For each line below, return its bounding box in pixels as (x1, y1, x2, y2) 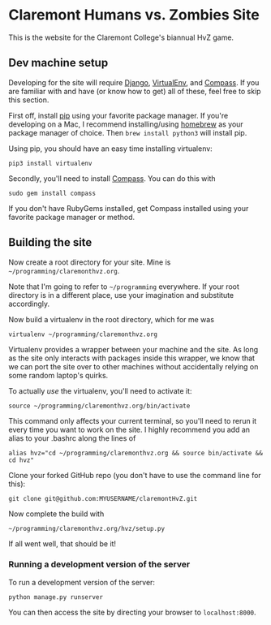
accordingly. (8, 299, 50, 308)
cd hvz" (8, 456, 35, 464)
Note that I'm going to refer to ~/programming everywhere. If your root (8, 282, 239, 291)
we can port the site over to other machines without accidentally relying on (8, 361, 259, 371)
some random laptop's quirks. (8, 370, 109, 380)
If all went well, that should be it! (8, 538, 116, 549)
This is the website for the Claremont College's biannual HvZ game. (8, 32, 234, 42)
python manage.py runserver (8, 593, 104, 601)
